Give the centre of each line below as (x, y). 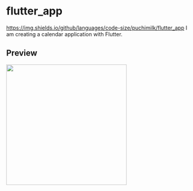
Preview (22, 53)
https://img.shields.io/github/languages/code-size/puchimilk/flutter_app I (97, 28)
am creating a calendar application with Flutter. (64, 34)
